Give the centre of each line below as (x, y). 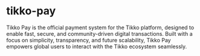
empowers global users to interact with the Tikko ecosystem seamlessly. (97, 46)
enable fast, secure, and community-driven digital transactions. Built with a (100, 33)
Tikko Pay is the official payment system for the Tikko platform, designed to (100, 27)
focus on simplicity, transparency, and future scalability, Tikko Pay (89, 40)
